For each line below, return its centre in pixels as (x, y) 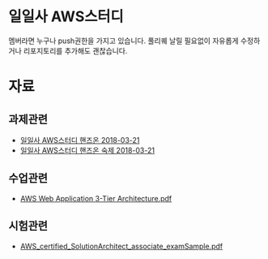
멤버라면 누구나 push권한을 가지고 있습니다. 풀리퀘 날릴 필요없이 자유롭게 (123, 41)
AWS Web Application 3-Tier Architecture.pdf (96, 198)
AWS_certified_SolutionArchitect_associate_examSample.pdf (121, 246)
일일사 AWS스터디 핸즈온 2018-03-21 (80, 140)
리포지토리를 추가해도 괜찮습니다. (75, 50)
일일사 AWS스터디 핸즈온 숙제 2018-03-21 (87, 150)
